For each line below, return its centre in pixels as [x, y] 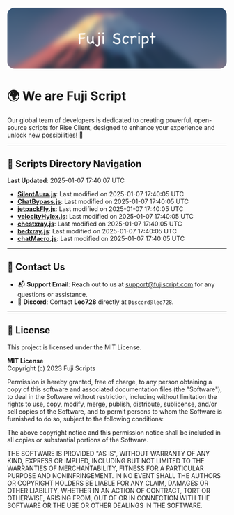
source [17, 128]
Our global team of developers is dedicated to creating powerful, [100, 120]
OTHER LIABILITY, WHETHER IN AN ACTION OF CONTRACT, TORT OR [109, 491]
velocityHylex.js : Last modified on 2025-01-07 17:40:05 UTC [105, 217]
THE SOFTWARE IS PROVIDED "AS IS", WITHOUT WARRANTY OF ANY [109, 453]
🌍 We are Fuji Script [67, 96]
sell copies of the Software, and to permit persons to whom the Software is [115, 411]
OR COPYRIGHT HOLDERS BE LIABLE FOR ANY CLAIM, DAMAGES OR [108, 483]
